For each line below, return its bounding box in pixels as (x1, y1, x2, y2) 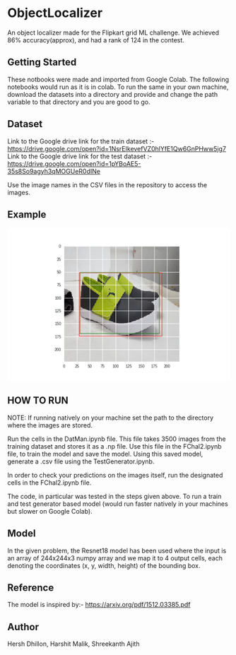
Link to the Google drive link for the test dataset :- (7, 152, 153, 160)
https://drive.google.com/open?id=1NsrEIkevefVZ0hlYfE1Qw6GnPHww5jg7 (7, 144, 226, 153)
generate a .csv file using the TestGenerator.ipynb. (7, 457, 155, 466)
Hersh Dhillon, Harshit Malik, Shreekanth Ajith (7, 639, 140, 648)
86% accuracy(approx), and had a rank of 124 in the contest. (7, 35, 185, 44)
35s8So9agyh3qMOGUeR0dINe (7, 167, 101, 175)
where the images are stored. (7, 420, 93, 429)
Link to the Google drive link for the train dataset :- (7, 136, 155, 146)
